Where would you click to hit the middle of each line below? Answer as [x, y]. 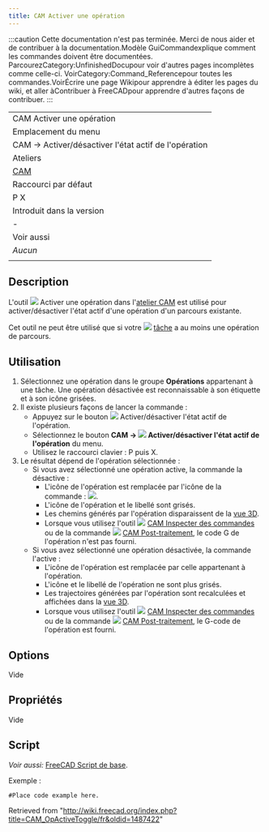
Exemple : [25, 780]
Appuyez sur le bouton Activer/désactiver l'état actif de [129, 417]
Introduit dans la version [58, 210]
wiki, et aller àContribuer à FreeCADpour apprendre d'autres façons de [126, 91]
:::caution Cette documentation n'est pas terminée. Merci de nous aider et [132, 39]
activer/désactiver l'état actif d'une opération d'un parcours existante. [125, 311]
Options [29, 655]
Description [38, 282]
